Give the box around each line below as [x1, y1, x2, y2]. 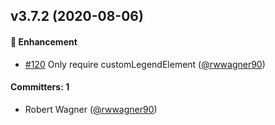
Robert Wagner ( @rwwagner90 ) [24, 103, 158, 115]
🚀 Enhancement [10, 35, 78, 48]
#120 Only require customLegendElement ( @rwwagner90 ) [24, 58, 266, 70]
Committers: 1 [10, 81, 70, 93]
